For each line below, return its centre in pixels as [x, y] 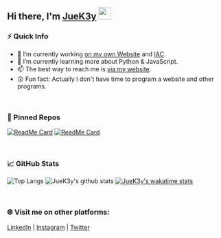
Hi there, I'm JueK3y [52, 17]
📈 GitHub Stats [33, 163]
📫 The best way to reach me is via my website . [84, 69]
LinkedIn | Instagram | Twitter [49, 227]
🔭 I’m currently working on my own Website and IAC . [91, 54]
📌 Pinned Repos [34, 117]
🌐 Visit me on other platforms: [58, 212]
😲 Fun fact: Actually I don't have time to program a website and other [115, 79]
